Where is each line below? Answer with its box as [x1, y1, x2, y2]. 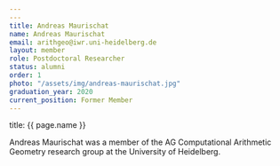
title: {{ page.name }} [9, 120, 86, 130]
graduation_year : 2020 [9, 87, 93, 96]
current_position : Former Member [9, 95, 133, 105]
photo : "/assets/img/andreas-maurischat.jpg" [9, 79, 180, 88]
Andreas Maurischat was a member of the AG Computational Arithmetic [9, 137, 272, 147]
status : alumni [9, 63, 66, 72]
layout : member [9, 46, 66, 55]
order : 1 [9, 71, 42, 80]
